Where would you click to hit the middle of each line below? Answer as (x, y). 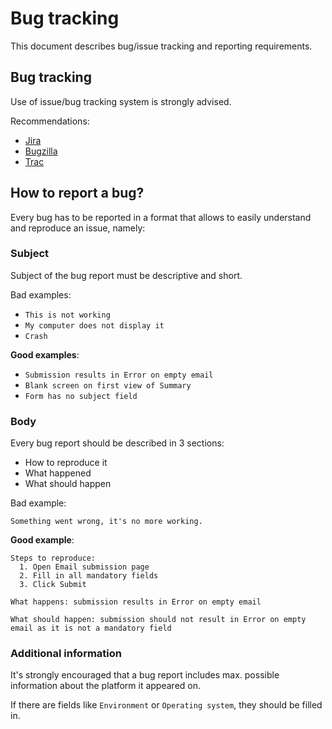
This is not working (67, 315)
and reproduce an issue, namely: (78, 228)
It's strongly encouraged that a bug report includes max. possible (145, 675)
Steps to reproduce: (53, 558)
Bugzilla (41, 151)
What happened (58, 473)
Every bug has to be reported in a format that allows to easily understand (161, 217)
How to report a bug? (77, 193)
